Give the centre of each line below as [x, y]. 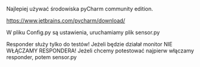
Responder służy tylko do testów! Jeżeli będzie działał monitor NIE [90, 44]
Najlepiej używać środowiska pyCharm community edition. [80, 9]
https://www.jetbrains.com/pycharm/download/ [66, 20]
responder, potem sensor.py [42, 57]
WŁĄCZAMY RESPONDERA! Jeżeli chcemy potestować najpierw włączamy [100, 51]
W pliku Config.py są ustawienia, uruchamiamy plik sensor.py [83, 32]
